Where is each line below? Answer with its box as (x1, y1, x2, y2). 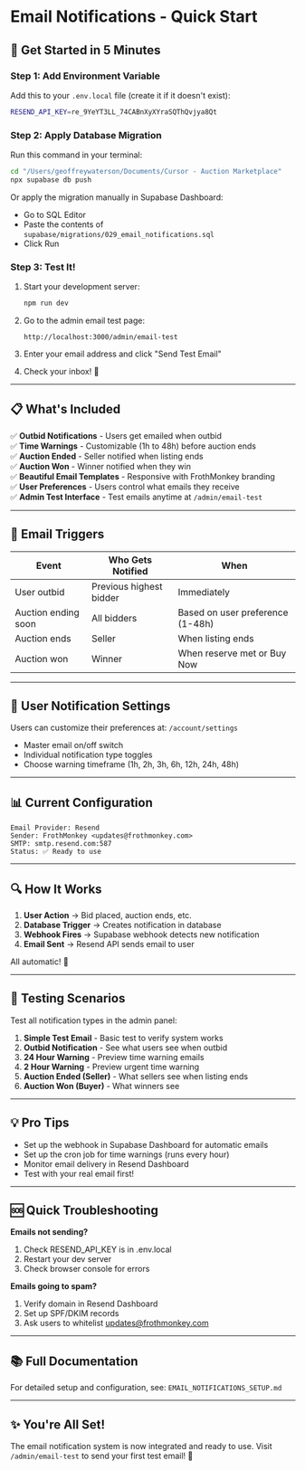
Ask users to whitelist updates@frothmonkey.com (23, 1318, 209, 1329)
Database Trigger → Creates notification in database (23, 920, 222, 931)
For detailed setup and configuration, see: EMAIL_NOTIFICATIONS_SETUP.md (10, 1382, 282, 1393)
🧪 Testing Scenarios (10, 991, 126, 1006)
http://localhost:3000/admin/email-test (23, 332, 178, 341)
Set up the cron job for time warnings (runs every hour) (23, 1149, 230, 1160)
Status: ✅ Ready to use (10, 848, 102, 857)
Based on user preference (177, 606, 289, 619)
